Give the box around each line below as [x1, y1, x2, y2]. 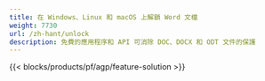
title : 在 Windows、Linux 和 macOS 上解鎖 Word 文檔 [9, 12, 198, 22]
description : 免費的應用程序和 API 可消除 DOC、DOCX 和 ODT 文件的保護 [9, 37, 256, 47]
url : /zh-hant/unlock [9, 29, 90, 38]
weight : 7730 [9, 21, 58, 30]
